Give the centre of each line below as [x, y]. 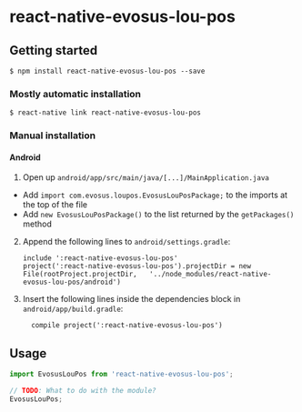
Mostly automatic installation [75, 94]
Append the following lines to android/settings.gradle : [126, 242]
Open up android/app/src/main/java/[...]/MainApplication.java [146, 177]
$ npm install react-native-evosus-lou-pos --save [107, 71]
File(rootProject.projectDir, [80, 275]
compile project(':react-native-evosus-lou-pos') [127, 326]
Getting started [54, 50]
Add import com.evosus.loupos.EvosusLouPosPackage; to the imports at [155, 195]
